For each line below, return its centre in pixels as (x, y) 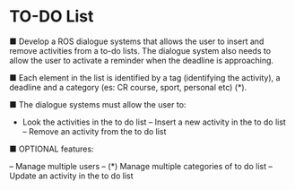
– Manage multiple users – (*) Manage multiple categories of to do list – (141, 166)
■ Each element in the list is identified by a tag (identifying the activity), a (145, 77)
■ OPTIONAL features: (52, 149)
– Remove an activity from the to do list (94, 131)
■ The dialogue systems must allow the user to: (98, 104)
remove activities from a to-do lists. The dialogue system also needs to (140, 50)
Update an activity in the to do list (71, 176)
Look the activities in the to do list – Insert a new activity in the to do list (154, 122)
